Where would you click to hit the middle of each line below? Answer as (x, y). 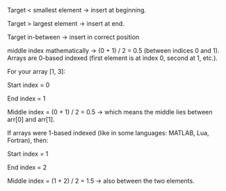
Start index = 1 (28, 154)
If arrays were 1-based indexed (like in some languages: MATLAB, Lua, (108, 133)
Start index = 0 (29, 85)
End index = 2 (27, 167)
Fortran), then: (28, 140)
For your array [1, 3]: (37, 71)
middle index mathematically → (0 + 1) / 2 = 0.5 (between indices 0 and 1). (113, 51)
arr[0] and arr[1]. (31, 119)
